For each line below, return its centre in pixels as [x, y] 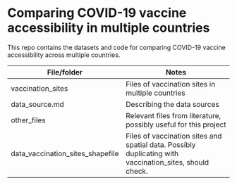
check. [137, 171]
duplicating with [152, 153]
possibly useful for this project [176, 125]
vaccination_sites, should [168, 162]
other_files [28, 120]
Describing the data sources [173, 104]
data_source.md [38, 104]
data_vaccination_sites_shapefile [65, 153]
